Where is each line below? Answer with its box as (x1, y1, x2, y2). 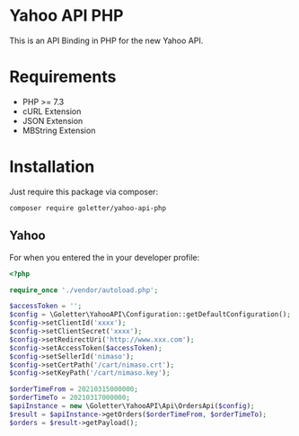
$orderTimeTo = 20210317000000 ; (9, 393, 130, 403)
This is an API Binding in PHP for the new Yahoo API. (9, 35, 204, 46)
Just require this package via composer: (9, 186, 159, 197)
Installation (9, 156, 95, 177)
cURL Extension (22, 105, 82, 117)
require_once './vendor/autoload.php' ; (9, 285, 159, 295)
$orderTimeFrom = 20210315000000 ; (9, 385, 139, 394)
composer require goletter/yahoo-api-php (9, 203, 167, 212)
